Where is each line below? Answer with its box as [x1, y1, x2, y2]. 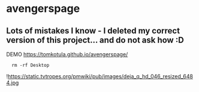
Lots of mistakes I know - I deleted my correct [6, 26, 180, 36]
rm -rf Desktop [11, 62, 50, 68]
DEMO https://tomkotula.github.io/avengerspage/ [6, 51, 128, 58]
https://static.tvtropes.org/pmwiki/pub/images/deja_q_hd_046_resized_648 [8, 73, 194, 79]
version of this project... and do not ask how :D [6, 35, 184, 45]
